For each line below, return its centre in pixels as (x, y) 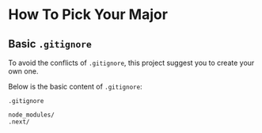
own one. (23, 71)
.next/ (19, 122)
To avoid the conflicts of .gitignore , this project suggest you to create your (131, 63)
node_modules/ (32, 115)
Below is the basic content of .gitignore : (75, 86)
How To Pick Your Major (88, 15)
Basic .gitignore (50, 44)
